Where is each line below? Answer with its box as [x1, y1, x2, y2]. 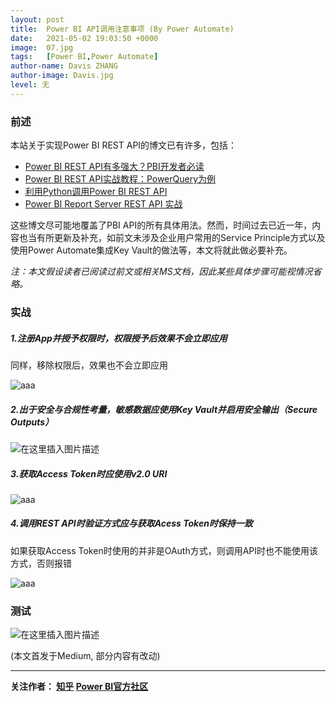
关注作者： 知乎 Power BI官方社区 [10, 681, 149, 693]
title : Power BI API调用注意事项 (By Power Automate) [10, 24, 235, 34]
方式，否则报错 [10, 557, 72, 569]
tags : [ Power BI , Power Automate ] [10, 52, 159, 62]
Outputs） [10, 416, 55, 428]
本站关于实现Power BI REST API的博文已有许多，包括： [10, 139, 238, 151]
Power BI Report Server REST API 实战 [24, 198, 183, 210]
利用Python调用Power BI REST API [24, 186, 168, 198]
